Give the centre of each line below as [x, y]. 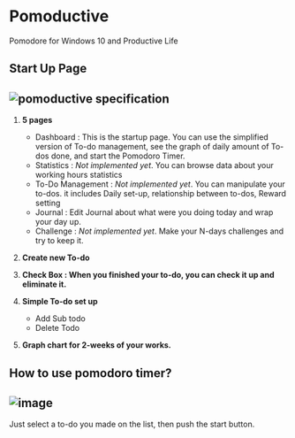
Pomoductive [59, 16]
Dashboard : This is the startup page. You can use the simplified [152, 137]
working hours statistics [79, 175]
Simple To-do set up [60, 302]
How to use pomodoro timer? [91, 373]
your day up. [58, 222]
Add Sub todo [60, 319]
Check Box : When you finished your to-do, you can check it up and [148, 275]
